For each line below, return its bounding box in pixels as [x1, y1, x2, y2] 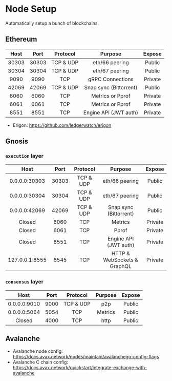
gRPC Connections [88, 75, 134, 83]
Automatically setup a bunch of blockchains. [5, 20, 99, 26]
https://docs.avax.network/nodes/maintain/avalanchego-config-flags [12, 353, 159, 359]
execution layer [5, 153, 44, 160]
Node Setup [5, 3, 57, 15]
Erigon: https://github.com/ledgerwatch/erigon [12, 122, 112, 128]
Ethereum [5, 35, 37, 44]
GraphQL [110, 263, 132, 270]
